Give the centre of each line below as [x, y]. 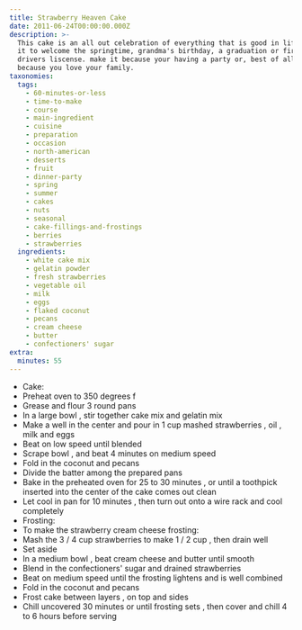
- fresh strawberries [66, 277]
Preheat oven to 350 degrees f [79, 396]
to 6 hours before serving [69, 616]
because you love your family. [76, 68]
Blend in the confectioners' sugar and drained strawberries [132, 568]
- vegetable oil [56, 285]
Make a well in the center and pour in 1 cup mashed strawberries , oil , [152, 425]
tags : [28, 85]
